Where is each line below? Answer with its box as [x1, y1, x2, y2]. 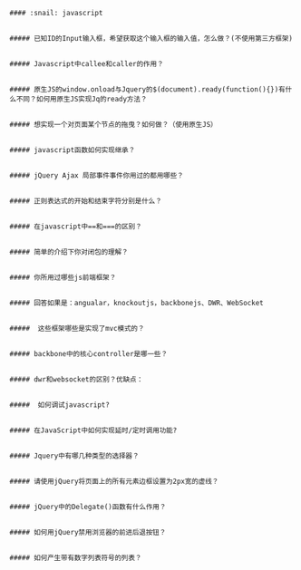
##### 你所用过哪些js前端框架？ [9, 273, 117, 282]
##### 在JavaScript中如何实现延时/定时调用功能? [9, 426, 178, 435]
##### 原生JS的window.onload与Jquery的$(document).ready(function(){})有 [9, 85, 286, 94]
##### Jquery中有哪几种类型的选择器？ [9, 451, 140, 460]
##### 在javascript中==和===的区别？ [9, 222, 142, 231]
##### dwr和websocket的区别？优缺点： [9, 375, 143, 384]
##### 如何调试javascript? [9, 401, 111, 410]
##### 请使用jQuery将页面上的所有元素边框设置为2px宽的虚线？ [9, 477, 219, 486]
